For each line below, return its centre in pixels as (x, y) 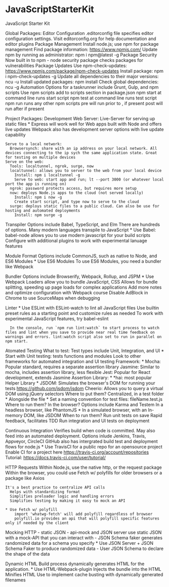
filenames (16, 580)
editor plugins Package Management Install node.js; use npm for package (82, 44)
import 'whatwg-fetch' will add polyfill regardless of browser (83, 514)
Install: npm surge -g (38, 215)
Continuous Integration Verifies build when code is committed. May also (80, 430)
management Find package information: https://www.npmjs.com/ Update (81, 49)
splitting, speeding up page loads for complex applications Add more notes (83, 287)
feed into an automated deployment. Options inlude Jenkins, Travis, (76, 436)
